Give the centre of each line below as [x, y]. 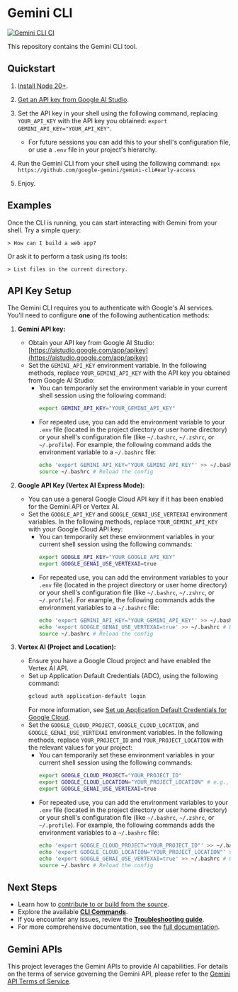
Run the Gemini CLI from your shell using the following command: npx [119, 163]
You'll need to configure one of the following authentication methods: [109, 315]
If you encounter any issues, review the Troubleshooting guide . [111, 920]
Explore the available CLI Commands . [73, 912]
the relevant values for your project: [80, 748]
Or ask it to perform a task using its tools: [67, 256]
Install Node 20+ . [43, 86]
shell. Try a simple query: [44, 230]
